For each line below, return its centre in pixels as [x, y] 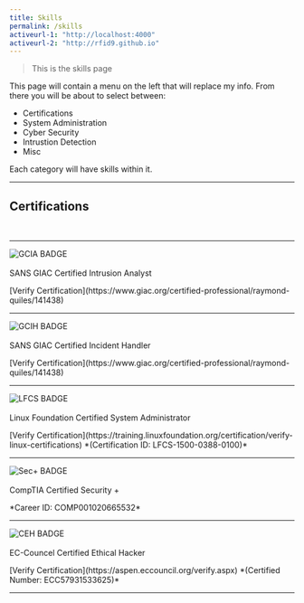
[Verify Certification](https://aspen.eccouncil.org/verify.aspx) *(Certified [145, 570]
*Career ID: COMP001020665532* [75, 508]
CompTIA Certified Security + [64, 490]
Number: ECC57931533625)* [65, 580]
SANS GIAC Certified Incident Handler [80, 345]
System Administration [65, 123]
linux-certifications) [46, 445]
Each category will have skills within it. [81, 169]
